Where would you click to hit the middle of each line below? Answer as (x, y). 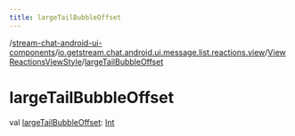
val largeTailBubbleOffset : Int (62, 122)
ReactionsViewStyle (46, 61)
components (33, 52)
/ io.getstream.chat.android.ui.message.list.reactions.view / (161, 52)
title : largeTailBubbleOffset (66, 17)
